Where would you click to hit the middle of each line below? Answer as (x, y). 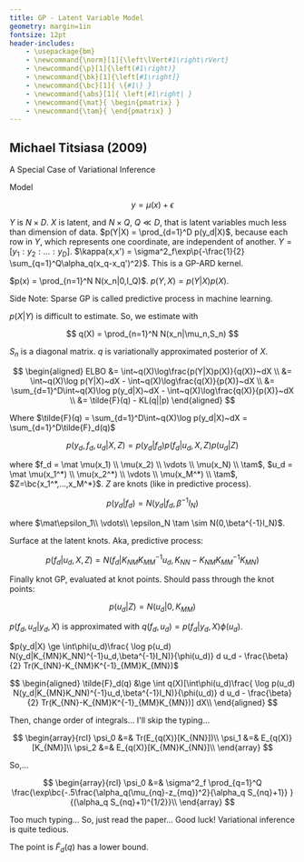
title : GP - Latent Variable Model (77, 18)
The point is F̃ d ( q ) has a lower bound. (79, 848)
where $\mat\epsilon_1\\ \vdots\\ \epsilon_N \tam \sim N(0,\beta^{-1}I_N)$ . (147, 523)
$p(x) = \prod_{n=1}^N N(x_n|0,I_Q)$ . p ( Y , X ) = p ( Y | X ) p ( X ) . (119, 281)
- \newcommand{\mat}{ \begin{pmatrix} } (103, 102)
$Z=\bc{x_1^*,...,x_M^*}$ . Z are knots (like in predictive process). (130, 484)
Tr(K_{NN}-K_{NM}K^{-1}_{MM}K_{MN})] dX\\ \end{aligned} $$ (159, 702)
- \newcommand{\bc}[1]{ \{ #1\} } (89, 85)
